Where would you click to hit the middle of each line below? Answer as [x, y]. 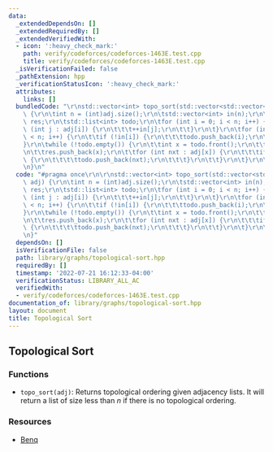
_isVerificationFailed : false [67, 69]
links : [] [40, 99]
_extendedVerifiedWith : [56, 39]
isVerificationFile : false [61, 250]
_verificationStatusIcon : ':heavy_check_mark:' [98, 84]
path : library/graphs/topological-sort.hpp [90, 258]
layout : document [38, 311]
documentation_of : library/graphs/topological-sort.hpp [105, 303]
